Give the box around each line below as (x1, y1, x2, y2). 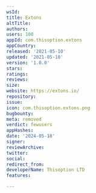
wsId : (6, 8, 20, 15)
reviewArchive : (6, 144, 45, 151)
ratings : (6, 71, 28, 77)
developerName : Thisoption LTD (6, 167, 85, 173)
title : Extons (6, 15, 42, 21)
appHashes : (6, 127, 34, 134)
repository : (6, 93, 36, 100)
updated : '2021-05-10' (6, 54, 63, 60)
